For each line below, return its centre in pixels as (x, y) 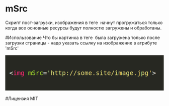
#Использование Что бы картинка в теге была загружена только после (82, 37)
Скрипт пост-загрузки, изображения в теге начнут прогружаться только (84, 22)
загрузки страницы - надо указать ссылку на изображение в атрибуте (81, 42)
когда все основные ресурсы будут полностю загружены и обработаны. (83, 27)
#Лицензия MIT (22, 98)
